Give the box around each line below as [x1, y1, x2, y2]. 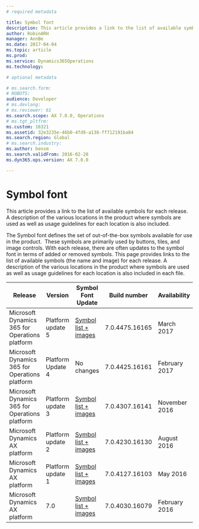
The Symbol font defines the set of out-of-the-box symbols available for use [6, 231, 192, 238]
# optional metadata [6, 74, 57, 80]
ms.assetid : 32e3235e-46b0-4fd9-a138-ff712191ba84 [6, 129, 134, 136]
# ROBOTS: [6, 90, 31, 97]
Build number [109, 291, 148, 299]
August [158, 434, 178, 442]
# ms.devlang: [6, 102, 41, 108]
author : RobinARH [6, 30, 49, 36]
